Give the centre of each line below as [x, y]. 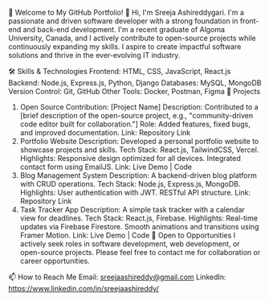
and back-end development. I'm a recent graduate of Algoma [124, 29]
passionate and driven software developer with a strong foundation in [123, 21]
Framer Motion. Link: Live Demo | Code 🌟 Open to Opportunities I [128, 235]
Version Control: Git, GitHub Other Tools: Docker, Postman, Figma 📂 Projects [134, 91]
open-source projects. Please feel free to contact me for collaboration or [140, 252]
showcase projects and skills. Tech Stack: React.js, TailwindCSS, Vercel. [139, 150]
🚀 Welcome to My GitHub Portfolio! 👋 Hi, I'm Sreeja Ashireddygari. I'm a [126, 12]
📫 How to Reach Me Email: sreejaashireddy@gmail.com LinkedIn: [117, 277]
